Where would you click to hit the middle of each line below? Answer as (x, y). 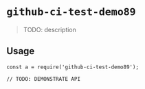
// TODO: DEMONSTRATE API (43, 79)
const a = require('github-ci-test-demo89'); (72, 67)
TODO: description (50, 29)
